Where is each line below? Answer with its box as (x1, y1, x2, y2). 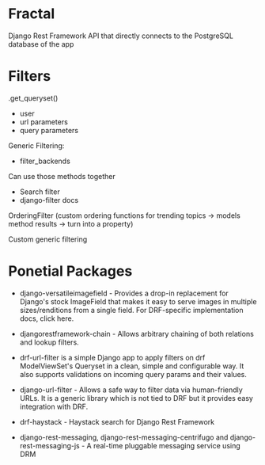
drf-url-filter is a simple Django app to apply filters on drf (19, 353, 206, 362)
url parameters (19, 116, 69, 127)
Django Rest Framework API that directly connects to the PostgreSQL (8, 31, 233, 40)
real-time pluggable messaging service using (93, 440, 241, 450)
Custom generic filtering (8, 234, 88, 244)
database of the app (8, 39, 74, 48)
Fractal (8, 5, 55, 23)
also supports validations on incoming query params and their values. (19, 369, 247, 379)
